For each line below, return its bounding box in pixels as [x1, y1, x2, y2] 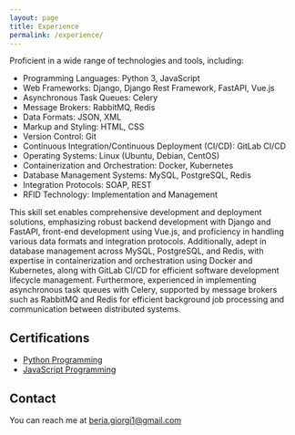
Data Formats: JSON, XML [22, 111, 122, 123]
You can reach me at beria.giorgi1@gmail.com [9, 415, 182, 425]
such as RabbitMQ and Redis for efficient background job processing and [9, 294, 285, 306]
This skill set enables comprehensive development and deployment [9, 207, 262, 218]
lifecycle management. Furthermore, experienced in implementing [9, 274, 257, 285]
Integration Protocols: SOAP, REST [22, 180, 152, 191]
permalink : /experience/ [9, 30, 104, 39]
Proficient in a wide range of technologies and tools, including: [9, 56, 244, 67]
